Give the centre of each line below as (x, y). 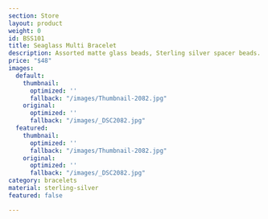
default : (30, 76)
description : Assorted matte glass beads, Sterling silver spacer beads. (135, 53)
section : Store (34, 16)
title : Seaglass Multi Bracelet (62, 46)
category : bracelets (43, 181)
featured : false (35, 195)
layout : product (35, 23)
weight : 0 (25, 31)
